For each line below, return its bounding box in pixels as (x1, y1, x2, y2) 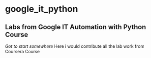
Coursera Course (5, 49, 40, 54)
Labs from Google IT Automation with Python (5, 23, 146, 31)
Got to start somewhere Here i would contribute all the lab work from (5, 43, 145, 49)
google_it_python (5, 3, 78, 15)
